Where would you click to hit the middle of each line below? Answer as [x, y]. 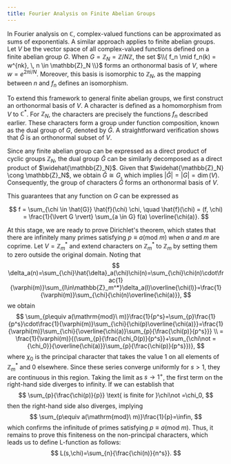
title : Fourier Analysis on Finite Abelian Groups [81, 13]
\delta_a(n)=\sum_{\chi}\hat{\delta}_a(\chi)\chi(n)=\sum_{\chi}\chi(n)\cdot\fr [116, 273]
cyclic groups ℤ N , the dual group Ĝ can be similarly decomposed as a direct [115, 160]
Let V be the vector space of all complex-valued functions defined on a [108, 48]
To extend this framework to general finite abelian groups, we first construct [115, 98]
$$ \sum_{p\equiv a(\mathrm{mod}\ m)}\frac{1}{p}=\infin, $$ [116, 417]
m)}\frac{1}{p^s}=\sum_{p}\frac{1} [167, 317]
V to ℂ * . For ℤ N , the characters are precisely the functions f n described [108, 114]
